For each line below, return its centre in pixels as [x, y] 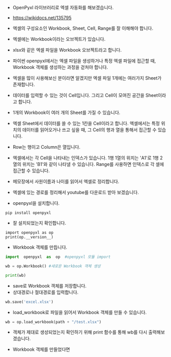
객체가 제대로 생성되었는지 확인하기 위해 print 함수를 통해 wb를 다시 [80, 332]
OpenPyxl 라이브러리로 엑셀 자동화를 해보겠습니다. [63, 7]
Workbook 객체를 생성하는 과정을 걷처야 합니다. [60, 67]
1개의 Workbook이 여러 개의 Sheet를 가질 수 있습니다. [67, 112]
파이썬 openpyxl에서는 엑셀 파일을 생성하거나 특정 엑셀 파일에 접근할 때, [84, 61]
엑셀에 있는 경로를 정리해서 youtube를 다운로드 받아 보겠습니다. [76, 192]
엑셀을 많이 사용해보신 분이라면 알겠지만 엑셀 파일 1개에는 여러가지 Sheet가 [87, 78]
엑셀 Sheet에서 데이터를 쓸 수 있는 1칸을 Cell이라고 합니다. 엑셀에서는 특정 [86, 123]
